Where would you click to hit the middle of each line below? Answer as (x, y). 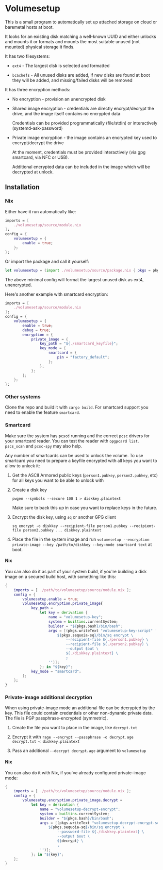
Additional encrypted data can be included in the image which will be (81, 167)
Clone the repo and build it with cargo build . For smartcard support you (77, 407)
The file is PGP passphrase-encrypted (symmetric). (57, 718)
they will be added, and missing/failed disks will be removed (72, 80)
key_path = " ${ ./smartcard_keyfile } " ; (79, 344)
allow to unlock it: (23, 466)
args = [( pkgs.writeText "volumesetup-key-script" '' (104, 631)
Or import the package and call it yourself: (47, 261)
